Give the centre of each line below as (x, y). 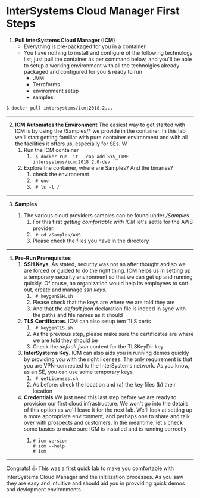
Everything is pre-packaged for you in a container (85, 46)
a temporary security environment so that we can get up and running (108, 277)
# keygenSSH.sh (54, 296)
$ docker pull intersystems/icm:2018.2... (60, 108)
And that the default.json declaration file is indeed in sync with (109, 309)
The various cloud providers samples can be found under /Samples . (107, 215)
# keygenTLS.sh (54, 328)
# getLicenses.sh (57, 379)
